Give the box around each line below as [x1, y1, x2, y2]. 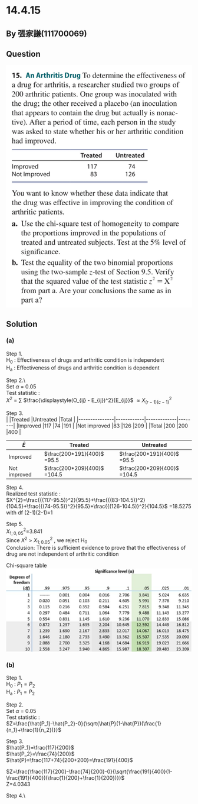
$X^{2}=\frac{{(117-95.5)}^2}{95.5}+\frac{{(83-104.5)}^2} [6, 497, 146, 504]
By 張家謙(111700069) [6, 28, 87, 38]
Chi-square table [6, 562, 47, 569]
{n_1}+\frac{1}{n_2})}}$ [6, 726, 62, 733]
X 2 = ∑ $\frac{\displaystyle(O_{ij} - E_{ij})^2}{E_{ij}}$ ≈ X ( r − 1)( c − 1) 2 [6, 395, 172, 405]
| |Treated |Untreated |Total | [6, 416, 75, 423]
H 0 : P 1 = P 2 [6, 680, 35, 689]
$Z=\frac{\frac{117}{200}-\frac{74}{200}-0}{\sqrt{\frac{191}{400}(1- [6, 768, 173, 775]
